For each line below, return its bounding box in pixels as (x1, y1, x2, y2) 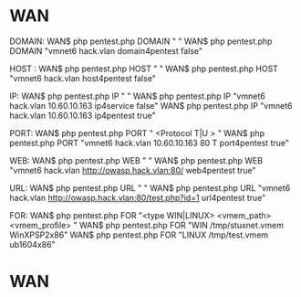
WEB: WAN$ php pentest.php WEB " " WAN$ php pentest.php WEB (9, 154, 263, 165)
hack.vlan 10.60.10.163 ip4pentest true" (9, 110, 157, 121)
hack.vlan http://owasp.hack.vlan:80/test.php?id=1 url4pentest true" (9, 192, 266, 203)
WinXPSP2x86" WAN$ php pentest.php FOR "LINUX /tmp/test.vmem (9, 229, 269, 240)
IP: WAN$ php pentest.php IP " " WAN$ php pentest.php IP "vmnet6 (9, 90, 266, 101)
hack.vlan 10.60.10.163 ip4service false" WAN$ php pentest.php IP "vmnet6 (9, 100, 293, 111)
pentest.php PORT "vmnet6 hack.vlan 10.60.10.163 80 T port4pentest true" (9, 137, 290, 148)
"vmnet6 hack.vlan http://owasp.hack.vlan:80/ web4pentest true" (9, 164, 257, 175)
